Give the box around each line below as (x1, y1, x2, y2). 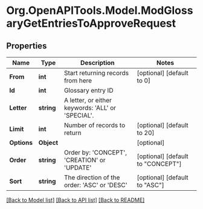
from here (63, 76, 92, 85)
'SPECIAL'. (63, 111, 94, 119)
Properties (6, 41, 47, 51)
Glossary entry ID (63, 86, 114, 95)
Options (9, 139, 33, 147)
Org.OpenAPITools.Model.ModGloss (6, 4, 193, 18)
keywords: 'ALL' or (63, 104, 117, 112)
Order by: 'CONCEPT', (63, 148, 127, 156)
